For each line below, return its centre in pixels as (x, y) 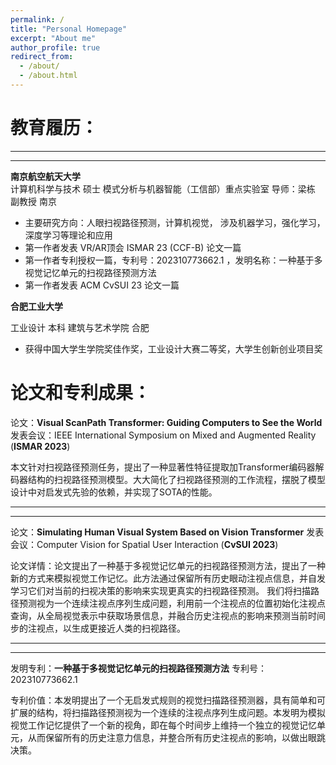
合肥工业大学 (36, 306)
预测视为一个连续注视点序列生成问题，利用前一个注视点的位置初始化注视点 (172, 603)
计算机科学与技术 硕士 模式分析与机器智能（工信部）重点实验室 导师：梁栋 (163, 188)
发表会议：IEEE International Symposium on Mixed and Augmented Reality (163, 435)
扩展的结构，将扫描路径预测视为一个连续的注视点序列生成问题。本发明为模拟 (168, 712)
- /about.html (48, 76)
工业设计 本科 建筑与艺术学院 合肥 (80, 327)
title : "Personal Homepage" (69, 29)
